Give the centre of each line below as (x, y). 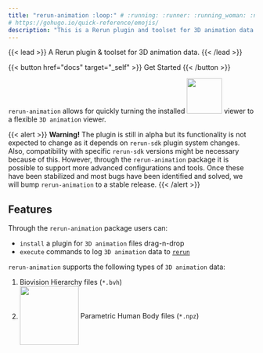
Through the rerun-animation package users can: (88, 228)
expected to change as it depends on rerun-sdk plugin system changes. (124, 143)
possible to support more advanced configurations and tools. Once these (126, 168)
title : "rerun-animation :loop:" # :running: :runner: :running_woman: (127, 15)
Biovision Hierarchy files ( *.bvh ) (71, 282)
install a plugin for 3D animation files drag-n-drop (102, 243)
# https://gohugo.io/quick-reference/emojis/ (83, 23)
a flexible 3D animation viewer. (58, 119)
